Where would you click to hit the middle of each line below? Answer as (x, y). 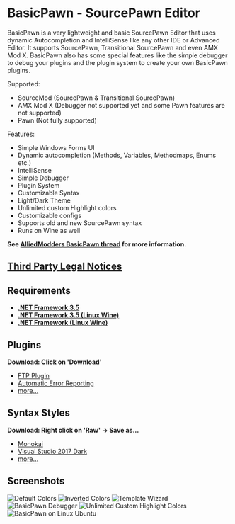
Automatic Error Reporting (56, 383)
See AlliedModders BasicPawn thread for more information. (97, 244)
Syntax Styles (39, 413)
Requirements (39, 291)
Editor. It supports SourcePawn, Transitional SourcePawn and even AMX (113, 47)
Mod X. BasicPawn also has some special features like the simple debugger (117, 55)
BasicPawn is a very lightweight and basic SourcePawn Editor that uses (111, 33)
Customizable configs (50, 215)
